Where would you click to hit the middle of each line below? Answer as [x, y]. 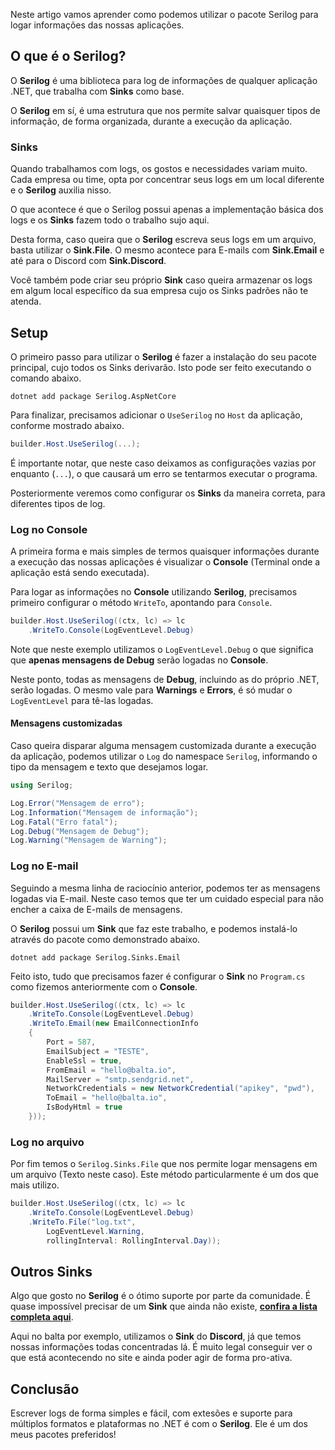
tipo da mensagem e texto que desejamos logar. [109, 767]
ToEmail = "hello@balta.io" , [107, 1098]
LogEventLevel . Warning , [95, 1231]
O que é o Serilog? [68, 56]
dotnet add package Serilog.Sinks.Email [96, 957]
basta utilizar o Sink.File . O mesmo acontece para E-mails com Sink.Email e [167, 250]
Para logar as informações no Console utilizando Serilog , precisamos [154, 592]
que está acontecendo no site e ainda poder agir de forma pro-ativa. [151, 1358]
